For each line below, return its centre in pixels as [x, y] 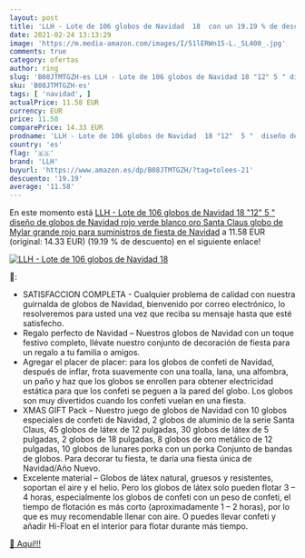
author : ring [34, 69]
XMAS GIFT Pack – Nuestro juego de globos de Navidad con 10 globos [155, 411]
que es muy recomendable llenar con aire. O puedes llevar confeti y [149, 517]
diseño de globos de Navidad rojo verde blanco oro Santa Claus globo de [147, 223]
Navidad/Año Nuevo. [61, 468]
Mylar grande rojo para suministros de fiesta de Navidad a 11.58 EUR [138, 232]
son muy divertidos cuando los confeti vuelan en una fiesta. [134, 401]
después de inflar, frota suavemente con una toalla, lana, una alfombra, [155, 372]
